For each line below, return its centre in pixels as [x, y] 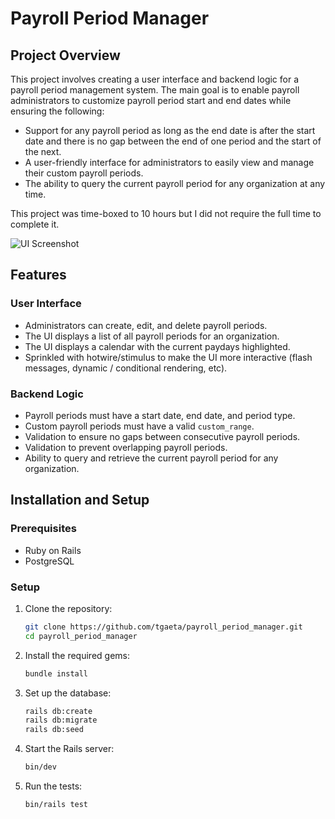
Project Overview [65, 55]
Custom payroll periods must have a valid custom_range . [139, 426]
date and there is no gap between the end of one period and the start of [173, 141]
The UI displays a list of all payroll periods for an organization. [152, 336]
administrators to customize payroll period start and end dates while [151, 100]
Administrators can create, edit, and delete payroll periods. [146, 325]
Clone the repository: [68, 608]
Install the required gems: [77, 655]
